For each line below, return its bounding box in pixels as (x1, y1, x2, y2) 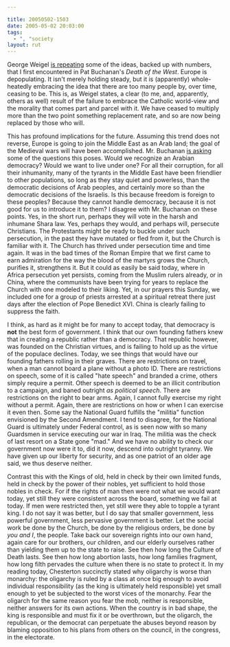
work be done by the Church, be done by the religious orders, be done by (7, 523, 215, 532)
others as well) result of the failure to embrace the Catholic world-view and (7, 97, 220, 105)
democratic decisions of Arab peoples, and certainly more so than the (7, 183, 205, 192)
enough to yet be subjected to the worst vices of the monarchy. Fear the (7, 589, 211, 598)
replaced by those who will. (7, 119, 85, 127)
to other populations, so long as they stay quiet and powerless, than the (7, 176, 210, 184)
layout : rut (7, 42, 41, 49)
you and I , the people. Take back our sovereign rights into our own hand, (7, 531, 213, 539)
